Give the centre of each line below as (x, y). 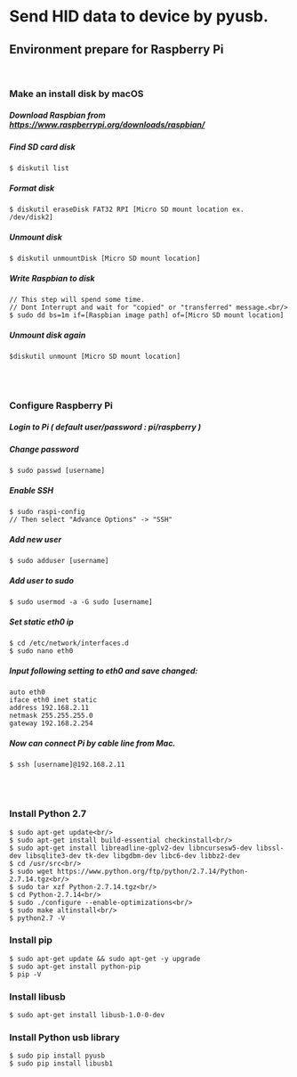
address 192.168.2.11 (49, 708)
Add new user (36, 539)
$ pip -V (25, 974)
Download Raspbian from (57, 115)
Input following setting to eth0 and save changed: (104, 671)
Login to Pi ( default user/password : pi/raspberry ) (105, 427)
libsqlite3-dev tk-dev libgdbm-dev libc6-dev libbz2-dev (133, 856)
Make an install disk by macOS (76, 94)
